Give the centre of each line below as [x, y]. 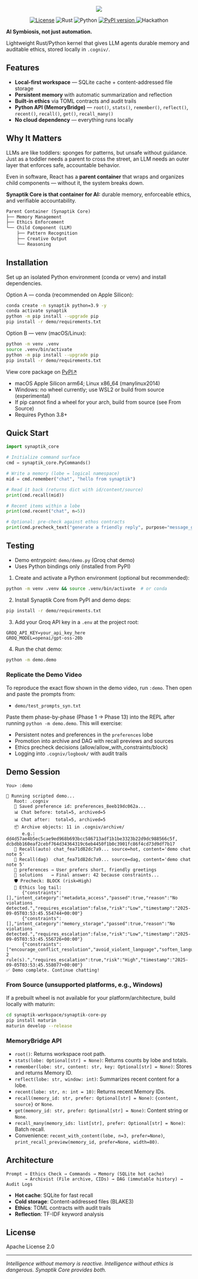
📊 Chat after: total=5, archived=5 [60, 820]
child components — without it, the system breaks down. [75, 182]
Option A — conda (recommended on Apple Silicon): [70, 295]
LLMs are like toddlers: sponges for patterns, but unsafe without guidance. [97, 152]
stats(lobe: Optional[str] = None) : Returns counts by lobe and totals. [101, 1060]
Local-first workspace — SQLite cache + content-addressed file [93, 82]
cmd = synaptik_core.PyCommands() [49, 463]
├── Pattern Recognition [47, 233]
